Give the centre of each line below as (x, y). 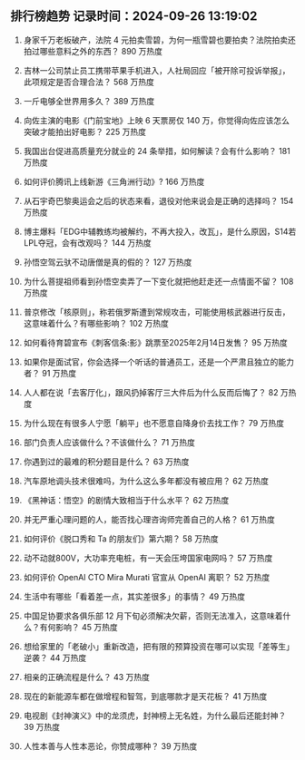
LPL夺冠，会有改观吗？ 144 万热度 (88, 242)
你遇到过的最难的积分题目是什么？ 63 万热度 (106, 462)
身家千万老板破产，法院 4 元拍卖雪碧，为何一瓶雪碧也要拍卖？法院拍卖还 (159, 40)
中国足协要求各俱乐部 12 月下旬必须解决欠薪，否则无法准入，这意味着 (153, 616)
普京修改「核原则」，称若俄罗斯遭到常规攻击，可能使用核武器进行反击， (157, 312)
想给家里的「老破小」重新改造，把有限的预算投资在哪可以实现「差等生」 (158, 646)
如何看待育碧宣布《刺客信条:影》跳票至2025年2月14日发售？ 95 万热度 (156, 342)
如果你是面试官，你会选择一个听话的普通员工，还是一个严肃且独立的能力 (158, 362)
